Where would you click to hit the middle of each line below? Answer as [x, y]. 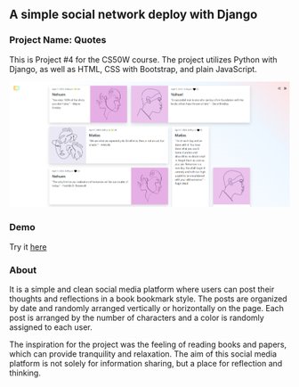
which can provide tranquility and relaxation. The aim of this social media [143, 354]
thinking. [25, 373]
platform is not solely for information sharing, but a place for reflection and [146, 363]
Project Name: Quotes [58, 40]
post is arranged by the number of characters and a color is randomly [137, 317]
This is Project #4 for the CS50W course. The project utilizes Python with [143, 59]
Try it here [28, 247]
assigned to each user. [51, 327]
